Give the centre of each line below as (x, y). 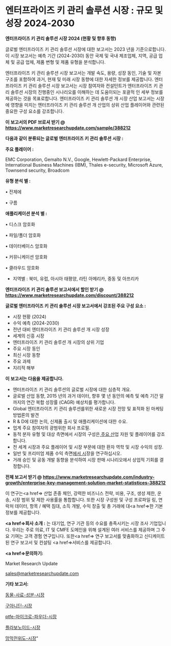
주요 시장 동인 (26, 349)
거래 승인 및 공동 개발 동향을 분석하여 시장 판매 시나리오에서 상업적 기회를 (86, 459)
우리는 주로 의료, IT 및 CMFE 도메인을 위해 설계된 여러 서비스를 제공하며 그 (86, 529)
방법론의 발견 (26, 415)
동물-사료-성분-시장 (25, 595)
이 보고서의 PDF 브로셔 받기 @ (35, 122)
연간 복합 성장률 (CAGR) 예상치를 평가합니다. (71, 402)
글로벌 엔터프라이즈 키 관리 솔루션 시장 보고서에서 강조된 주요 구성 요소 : (76, 306)
